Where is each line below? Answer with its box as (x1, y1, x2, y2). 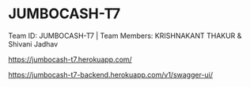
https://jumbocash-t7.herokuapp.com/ (8, 55, 132, 64)
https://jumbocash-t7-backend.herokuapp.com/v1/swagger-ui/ (8, 70, 214, 79)
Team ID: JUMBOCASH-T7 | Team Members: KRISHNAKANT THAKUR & (8, 31, 242, 40)
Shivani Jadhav (8, 39, 59, 48)
